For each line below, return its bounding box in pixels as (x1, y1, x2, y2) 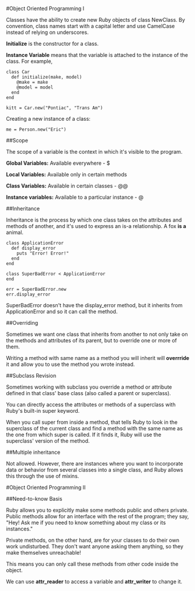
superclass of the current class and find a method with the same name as (6, 425, 183, 432)
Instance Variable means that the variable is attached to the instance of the (6, 52, 189, 58)
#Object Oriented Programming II (6, 484, 86, 491)
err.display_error (6, 291, 51, 297)
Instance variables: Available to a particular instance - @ (6, 193, 144, 201)
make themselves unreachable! (6, 549, 82, 556)
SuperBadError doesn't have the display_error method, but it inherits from (6, 302, 183, 308)
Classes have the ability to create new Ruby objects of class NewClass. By (6, 16, 186, 23)
